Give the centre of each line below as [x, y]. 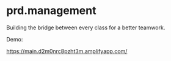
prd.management [51, 11]
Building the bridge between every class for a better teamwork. [86, 27]
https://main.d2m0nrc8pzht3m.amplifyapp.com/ [67, 51]
